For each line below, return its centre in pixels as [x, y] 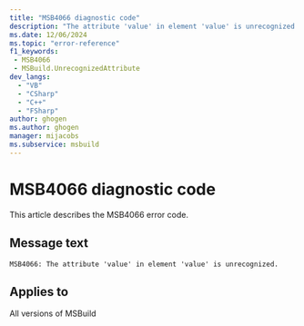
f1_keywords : [34, 52]
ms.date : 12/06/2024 [49, 35]
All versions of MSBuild [53, 313]
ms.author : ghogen [44, 128]
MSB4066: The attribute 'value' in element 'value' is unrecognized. [144, 264]
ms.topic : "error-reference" [65, 43]
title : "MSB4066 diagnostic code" [75, 18]
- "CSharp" [38, 94]
